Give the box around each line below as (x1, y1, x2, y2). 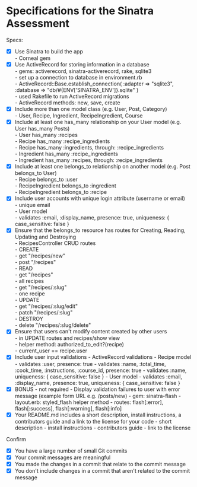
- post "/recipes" (14, 259, 56, 266)
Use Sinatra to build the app (14, 47, 83, 55)
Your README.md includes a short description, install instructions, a (14, 411, 182, 418)
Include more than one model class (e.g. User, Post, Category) (14, 106, 167, 113)
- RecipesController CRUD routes (14, 240, 96, 247)
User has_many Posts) (14, 125, 70, 132)
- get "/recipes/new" (14, 252, 65, 259)
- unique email (14, 202, 50, 209)
